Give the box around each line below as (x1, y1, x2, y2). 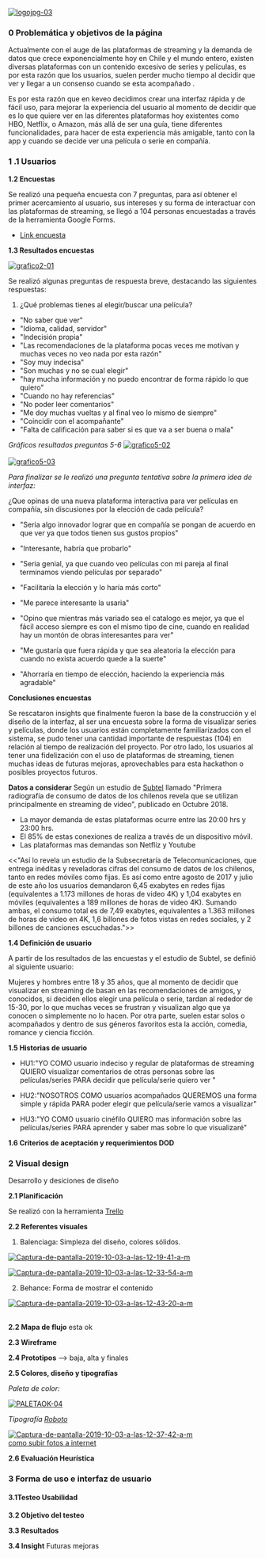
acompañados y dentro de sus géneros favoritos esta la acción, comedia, (8, 1019, 248, 1029)
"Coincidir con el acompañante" (19, 416, 124, 425)
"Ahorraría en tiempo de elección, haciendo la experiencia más (19, 669, 225, 679)
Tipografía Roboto (8, 1414, 68, 1423)
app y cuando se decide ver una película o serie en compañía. (8, 136, 211, 146)
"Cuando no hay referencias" (19, 390, 115, 400)
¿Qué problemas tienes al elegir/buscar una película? (19, 299, 193, 309)
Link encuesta (19, 230, 66, 239)
